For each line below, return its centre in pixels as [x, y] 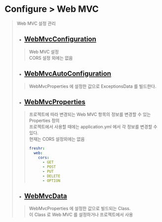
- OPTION [51, 181]
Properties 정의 [44, 121]
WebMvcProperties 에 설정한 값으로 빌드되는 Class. [80, 209]
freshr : [37, 148]
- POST [49, 167]
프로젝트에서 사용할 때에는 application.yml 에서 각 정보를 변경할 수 [93, 127]
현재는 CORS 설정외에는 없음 [57, 139]
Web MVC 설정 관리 [36, 23]
